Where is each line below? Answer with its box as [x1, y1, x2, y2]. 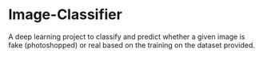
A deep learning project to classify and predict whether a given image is [8, 32, 245, 41]
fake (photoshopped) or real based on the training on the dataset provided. [8, 40, 256, 49]
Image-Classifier [8, 6, 122, 24]
